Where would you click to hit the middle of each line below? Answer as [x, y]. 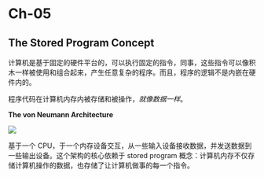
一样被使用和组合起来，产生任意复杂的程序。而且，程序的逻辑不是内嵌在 [132, 72]
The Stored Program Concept [81, 43]
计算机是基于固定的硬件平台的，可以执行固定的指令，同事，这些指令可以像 [128, 63]
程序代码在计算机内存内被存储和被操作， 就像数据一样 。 [97, 99]
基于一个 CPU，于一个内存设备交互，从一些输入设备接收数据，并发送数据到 [130, 146]
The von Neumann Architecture [61, 114]
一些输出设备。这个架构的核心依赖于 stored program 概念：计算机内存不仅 [128, 155]
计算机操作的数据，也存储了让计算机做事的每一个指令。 [104, 165]
